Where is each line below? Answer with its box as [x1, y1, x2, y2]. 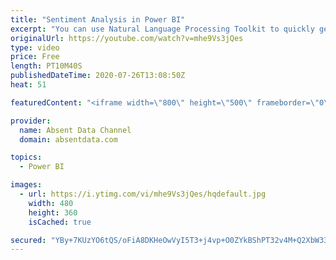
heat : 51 [10, 80, 47, 90]
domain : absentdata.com [19, 134, 118, 145]
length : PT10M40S [10, 61, 83, 71]
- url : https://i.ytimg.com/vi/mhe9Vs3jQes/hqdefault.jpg [19, 189, 267, 199]
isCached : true [28, 217, 92, 227]
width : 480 [28, 198, 74, 208]
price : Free [10, 52, 60, 62]
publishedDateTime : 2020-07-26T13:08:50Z [10, 71, 186, 81]
